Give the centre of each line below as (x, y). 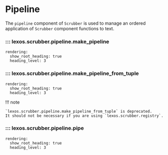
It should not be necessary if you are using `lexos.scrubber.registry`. (85, 116)
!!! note (13, 102)
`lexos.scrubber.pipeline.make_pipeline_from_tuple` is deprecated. (79, 111)
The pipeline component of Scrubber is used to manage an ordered (76, 23)
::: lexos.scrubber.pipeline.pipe (45, 128)
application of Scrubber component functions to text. (60, 28)
